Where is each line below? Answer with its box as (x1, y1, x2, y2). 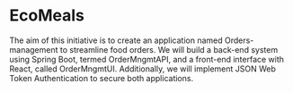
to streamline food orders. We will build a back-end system (59, 44, 279, 54)
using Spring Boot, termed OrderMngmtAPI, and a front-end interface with (9, 54, 285, 64)
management (9, 44, 58, 54)
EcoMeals (9, 5, 85, 26)
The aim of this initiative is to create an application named (9, 35, 223, 46)
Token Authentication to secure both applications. (9, 72, 194, 83)
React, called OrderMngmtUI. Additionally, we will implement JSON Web (9, 63, 277, 74)
